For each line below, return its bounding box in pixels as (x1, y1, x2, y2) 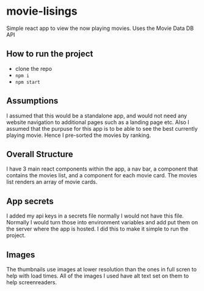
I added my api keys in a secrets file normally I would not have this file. (6, 212, 184, 219)
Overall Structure (6, 149, 73, 160)
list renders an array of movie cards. (6, 179, 98, 186)
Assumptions (6, 96, 59, 106)
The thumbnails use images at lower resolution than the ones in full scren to (6, 266, 197, 273)
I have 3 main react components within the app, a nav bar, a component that (6, 165, 199, 172)
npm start (15, 79, 41, 85)
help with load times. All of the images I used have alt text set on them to (6, 272, 189, 279)
